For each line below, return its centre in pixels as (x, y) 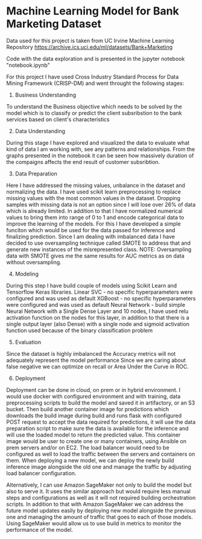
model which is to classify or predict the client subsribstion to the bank (94, 113)
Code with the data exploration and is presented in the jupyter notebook (96, 58)
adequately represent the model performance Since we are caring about (96, 360)
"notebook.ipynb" (28, 65)
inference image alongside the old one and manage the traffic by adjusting (99, 467)
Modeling (27, 274)
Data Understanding (40, 131)
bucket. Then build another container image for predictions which (88, 409)
